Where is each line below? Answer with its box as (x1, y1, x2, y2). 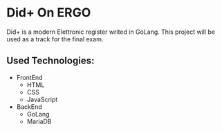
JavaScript (26, 95, 58, 103)
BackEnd (16, 102, 42, 111)
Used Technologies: (6, 55, 95, 67)
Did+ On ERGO (6, 5, 91, 21)
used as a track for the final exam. (6, 34, 104, 43)
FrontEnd (16, 73, 43, 81)
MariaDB (26, 117, 53, 125)
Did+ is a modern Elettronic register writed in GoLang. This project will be (6, 28, 216, 36)
